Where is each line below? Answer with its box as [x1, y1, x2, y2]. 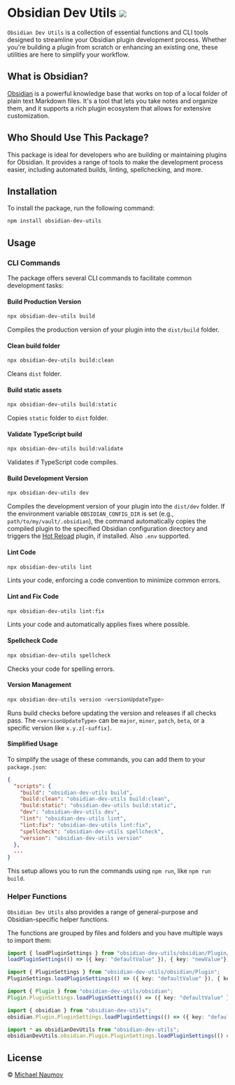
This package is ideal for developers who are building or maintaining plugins [7, 150, 227, 159]
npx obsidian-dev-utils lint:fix [7, 607, 105, 615]
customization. [7, 111, 50, 120]
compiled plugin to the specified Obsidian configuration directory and [7, 525, 208, 533]
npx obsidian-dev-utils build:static [7, 401, 117, 409]
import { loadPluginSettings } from [7, 949, 114, 956]
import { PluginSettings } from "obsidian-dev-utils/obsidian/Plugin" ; [7, 969, 220, 976]
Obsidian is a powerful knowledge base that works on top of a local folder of [7, 89, 228, 97]
